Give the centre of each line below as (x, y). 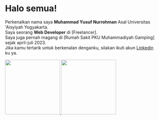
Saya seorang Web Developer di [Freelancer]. (51, 32)
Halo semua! (31, 9)
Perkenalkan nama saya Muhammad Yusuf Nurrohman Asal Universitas (78, 22)
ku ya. (11, 53)
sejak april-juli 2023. (26, 42)
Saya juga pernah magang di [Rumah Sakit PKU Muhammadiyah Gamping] (80, 37)
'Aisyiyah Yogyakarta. (27, 27)
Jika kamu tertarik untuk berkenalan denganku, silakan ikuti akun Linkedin (79, 48)
